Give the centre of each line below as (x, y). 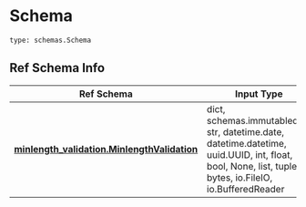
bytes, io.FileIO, (240, 177)
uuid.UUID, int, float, (250, 154)
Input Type (259, 94)
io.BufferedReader (245, 189)
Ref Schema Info (57, 68)
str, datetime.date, (245, 131)
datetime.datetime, (246, 143)
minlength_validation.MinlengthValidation (106, 149)
